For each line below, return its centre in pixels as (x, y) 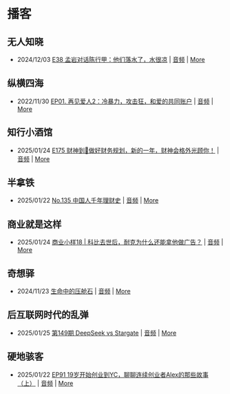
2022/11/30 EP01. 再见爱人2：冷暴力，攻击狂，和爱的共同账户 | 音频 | (115, 101)
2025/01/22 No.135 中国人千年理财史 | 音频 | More (88, 200)
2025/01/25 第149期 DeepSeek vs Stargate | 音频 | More (97, 333)
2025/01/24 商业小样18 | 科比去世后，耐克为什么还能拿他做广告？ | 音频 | (120, 242)
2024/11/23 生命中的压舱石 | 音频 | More (74, 291)
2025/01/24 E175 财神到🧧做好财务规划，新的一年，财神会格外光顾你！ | (118, 150)
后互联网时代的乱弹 (48, 315)
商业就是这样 (34, 224)
